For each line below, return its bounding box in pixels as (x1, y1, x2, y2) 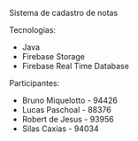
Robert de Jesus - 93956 (21, 114, 114, 124)
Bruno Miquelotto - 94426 (21, 95, 118, 106)
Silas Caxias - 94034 (21, 123, 99, 134)
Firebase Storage (21, 51, 86, 61)
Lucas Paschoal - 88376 (21, 105, 112, 114)
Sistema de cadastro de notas (9, 8, 119, 18)
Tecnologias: (9, 25, 56, 35)
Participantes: (9, 78, 60, 88)
